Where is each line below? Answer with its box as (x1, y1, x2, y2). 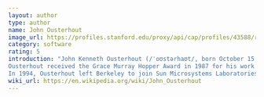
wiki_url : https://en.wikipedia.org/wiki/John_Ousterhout (8, 77, 202, 84)
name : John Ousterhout (8, 26, 82, 34)
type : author (8, 19, 51, 27)
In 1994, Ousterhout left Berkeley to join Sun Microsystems (8, 70, 213, 77)
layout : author (8, 11, 58, 20)
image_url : (8, 33, 44, 41)
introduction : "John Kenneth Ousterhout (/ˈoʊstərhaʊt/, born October (8, 56, 244, 63)
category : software (8, 41, 72, 48)
